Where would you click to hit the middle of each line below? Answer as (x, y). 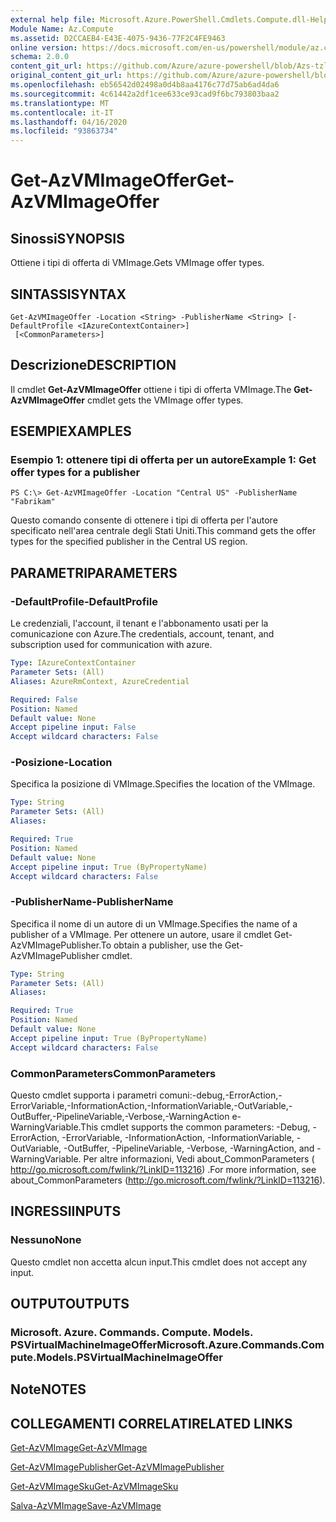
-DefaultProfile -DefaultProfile (84, 601)
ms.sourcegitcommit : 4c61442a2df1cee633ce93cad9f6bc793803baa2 (145, 94)
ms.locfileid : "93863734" (64, 131)
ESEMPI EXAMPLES (71, 431)
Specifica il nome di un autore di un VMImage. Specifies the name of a (154, 923)
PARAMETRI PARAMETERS (94, 572)
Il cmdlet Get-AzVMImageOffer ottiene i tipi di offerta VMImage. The (151, 389)
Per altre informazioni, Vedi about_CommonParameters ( (199, 1159)
